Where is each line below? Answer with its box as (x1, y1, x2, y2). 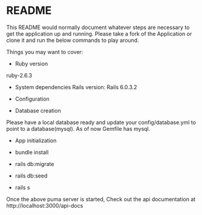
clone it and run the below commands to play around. (6, 36, 139, 44)
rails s (15, 184, 30, 191)
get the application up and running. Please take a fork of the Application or (6, 30, 192, 37)
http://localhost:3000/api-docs (6, 202, 83, 209)
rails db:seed (15, 172, 48, 179)
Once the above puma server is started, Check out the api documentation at (6, 195, 196, 203)
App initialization (15, 137, 57, 144)
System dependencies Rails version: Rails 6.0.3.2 (15, 83, 137, 91)
